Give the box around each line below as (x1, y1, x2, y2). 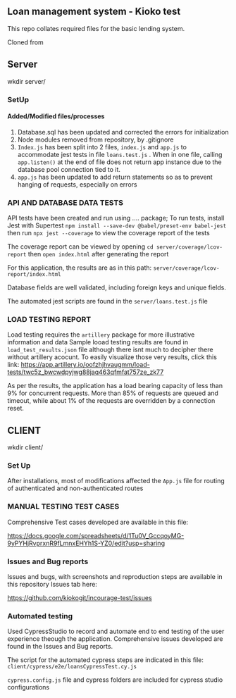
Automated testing (7, 611, 73, 621)
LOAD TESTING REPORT (7, 314, 92, 324)
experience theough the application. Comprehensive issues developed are (7, 635, 223, 643)
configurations (7, 683, 50, 692)
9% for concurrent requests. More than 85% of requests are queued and (7, 389, 218, 397)
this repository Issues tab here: (7, 580, 97, 589)
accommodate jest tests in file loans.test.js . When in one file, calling (17, 150, 223, 158)
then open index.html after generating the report (27, 250, 169, 258)
